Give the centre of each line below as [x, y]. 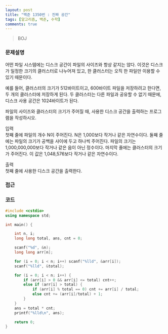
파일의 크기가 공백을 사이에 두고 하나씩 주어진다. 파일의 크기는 [75, 141]
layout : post [19, 10]
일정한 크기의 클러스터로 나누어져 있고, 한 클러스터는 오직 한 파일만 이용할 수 [85, 71]
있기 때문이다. [19, 77]
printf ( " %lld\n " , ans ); [39, 313]
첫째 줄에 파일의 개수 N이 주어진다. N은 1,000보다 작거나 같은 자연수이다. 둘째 [81, 135]
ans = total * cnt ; [35, 308]
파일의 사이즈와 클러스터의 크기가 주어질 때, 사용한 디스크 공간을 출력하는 [77, 111]
